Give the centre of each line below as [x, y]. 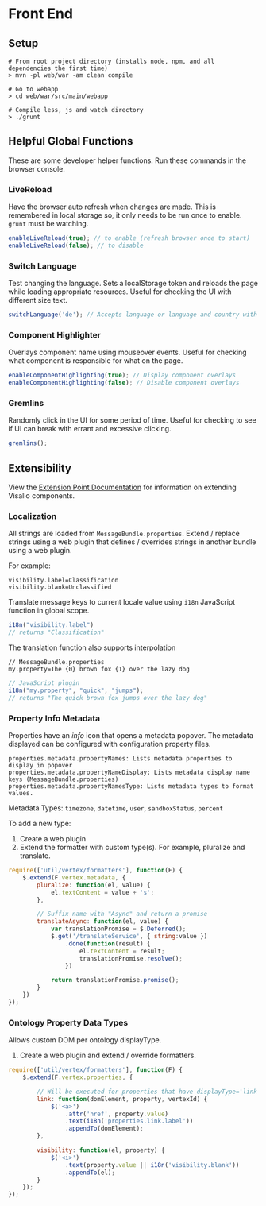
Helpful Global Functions [71, 141]
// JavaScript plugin [44, 683]
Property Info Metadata [54, 718]
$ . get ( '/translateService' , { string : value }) [129, 937]
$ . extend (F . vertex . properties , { [78, 1077]
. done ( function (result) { [108, 943]
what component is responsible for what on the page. [96, 361]
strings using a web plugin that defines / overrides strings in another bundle [132, 542]
